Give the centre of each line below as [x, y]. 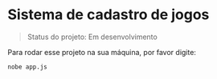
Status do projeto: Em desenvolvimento [92, 37]
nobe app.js [27, 67]
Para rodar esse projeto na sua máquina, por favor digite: [102, 52]
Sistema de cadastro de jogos [108, 15]
